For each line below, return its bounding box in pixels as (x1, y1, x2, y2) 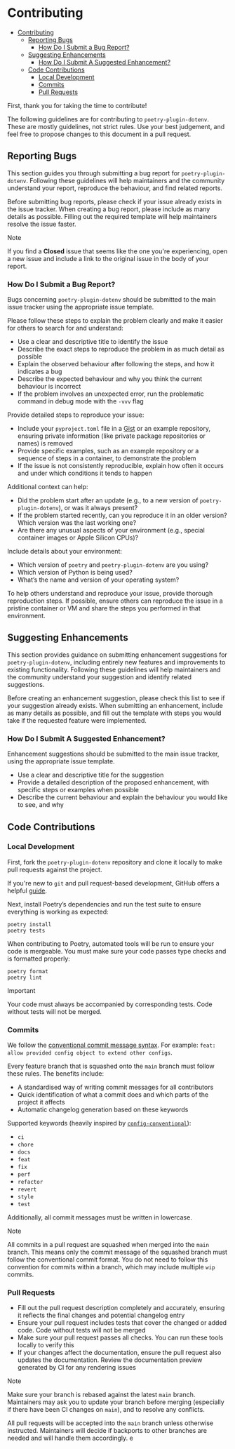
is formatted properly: (7, 954, 70, 963)
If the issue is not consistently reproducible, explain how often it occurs (17, 462, 224, 470)
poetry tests (7, 927, 46, 934)
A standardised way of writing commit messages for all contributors (17, 1083, 214, 1092)
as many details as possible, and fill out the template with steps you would (7, 709, 222, 717)
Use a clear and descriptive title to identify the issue (17, 338, 168, 346)
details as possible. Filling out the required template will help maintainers (7, 212, 217, 220)
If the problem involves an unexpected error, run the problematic (17, 389, 205, 398)
